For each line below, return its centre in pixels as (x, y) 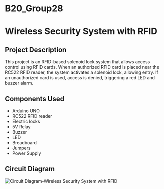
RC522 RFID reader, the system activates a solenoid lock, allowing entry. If (82, 72)
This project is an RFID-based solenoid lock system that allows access (78, 62)
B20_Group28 (34, 9)
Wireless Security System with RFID (81, 32)
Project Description (36, 50)
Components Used (35, 99)
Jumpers (21, 148)
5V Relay (21, 127)
